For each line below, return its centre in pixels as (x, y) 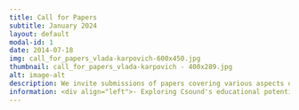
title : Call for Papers (53, 17)
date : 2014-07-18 (41, 51)
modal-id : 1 (31, 42)
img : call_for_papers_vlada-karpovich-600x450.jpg (105, 59)
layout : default (39, 34)
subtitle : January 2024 (53, 26)
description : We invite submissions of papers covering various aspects (147, 83)
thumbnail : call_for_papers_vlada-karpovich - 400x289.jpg (121, 67)
